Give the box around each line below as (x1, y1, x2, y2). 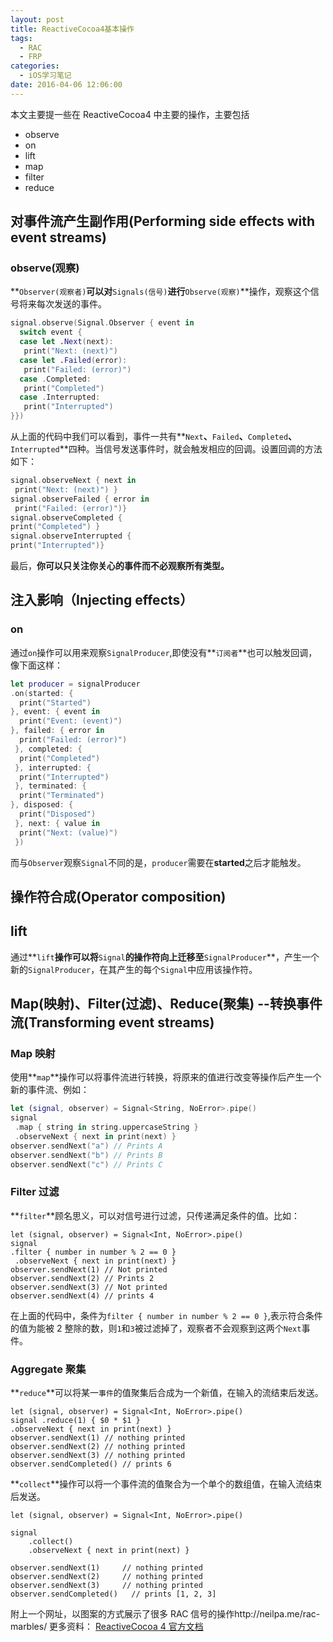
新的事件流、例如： (10, 1084, 90, 1096)
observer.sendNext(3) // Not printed (10, 1282, 168, 1292)
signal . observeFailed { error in (10, 494, 150, 504)
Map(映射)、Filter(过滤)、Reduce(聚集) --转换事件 (10, 996, 323, 1013)
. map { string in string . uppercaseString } (14, 1122, 199, 1133)
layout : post (10, 14, 65, 25)
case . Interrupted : (19, 392, 101, 403)
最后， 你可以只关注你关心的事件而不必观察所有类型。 (10, 560, 230, 572)
